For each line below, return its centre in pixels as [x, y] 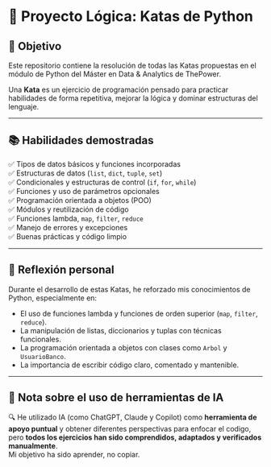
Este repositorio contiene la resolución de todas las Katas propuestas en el [132, 65]
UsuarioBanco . [43, 356]
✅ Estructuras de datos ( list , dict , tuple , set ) [85, 173]
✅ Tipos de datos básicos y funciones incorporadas [95, 163]
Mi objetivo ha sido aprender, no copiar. [74, 455]
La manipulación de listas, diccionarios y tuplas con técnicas [121, 330]
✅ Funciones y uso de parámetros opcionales [84, 191]
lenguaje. [24, 107]
